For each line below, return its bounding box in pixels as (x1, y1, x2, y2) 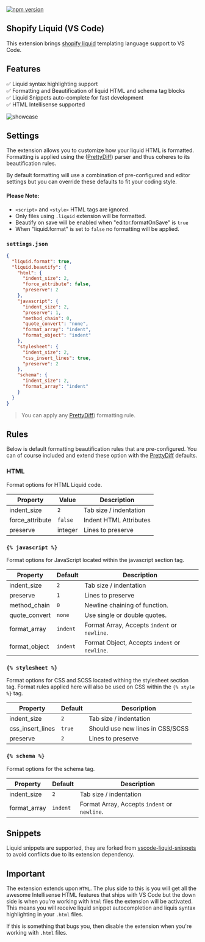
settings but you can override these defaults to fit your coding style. (6, 178, 177, 186)
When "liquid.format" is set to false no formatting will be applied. (15, 225, 180, 232)
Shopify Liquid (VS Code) (6, 23, 105, 34)
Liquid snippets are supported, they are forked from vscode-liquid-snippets (6, 844, 196, 852)
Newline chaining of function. (84, 601, 169, 609)
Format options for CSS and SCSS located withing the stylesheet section (6, 677, 189, 684)
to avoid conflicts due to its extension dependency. (6, 851, 135, 858)
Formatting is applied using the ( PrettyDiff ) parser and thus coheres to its (6, 153, 190, 161)
